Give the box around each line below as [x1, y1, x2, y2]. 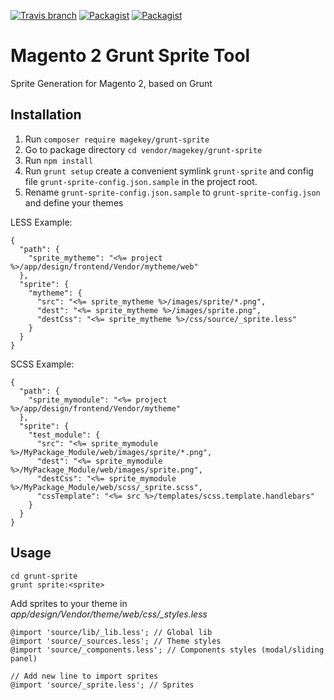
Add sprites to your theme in [10, 597, 128, 609]
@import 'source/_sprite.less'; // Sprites [10, 680, 195, 690]
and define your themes [24, 196, 124, 209]
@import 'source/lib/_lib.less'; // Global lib [10, 627, 213, 637]
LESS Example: [10, 216, 73, 228]
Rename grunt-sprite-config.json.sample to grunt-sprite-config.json [24, 186, 321, 198]
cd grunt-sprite [10, 571, 78, 581]
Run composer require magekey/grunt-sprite [24, 133, 210, 145]
